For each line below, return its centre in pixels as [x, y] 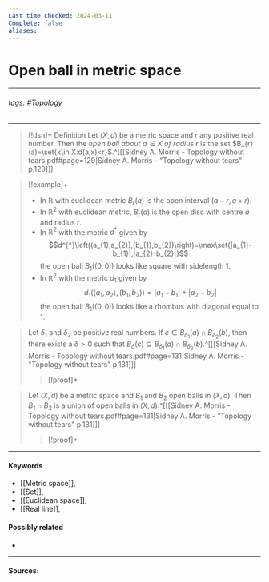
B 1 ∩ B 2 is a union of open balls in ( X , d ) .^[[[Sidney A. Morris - [129, 407]
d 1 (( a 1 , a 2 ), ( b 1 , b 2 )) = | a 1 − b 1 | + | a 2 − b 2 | [151, 293]
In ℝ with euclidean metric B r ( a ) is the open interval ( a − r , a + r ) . [146, 201]
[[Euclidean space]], [53, 500]
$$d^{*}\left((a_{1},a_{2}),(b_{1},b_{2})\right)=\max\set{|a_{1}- [150, 245]
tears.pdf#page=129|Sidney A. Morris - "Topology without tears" [135, 160]
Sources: [24, 571]
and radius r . [61, 222]
